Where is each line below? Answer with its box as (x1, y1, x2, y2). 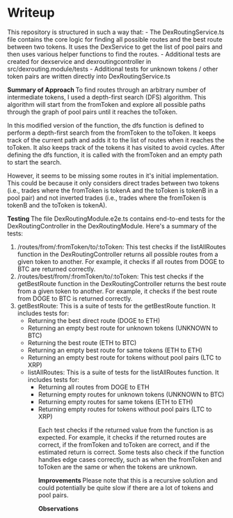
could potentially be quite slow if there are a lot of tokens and (38, 483, 214, 492)
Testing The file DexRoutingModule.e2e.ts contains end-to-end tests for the (7, 214, 225, 223)
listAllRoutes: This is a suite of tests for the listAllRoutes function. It (27, 368, 219, 376)
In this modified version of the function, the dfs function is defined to (7, 121, 204, 129)
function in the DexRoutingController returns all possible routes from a (17, 250, 218, 258)
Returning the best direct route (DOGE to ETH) (27, 316, 161, 324)
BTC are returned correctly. (17, 265, 96, 273)
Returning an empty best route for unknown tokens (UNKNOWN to (27, 324, 218, 332)
